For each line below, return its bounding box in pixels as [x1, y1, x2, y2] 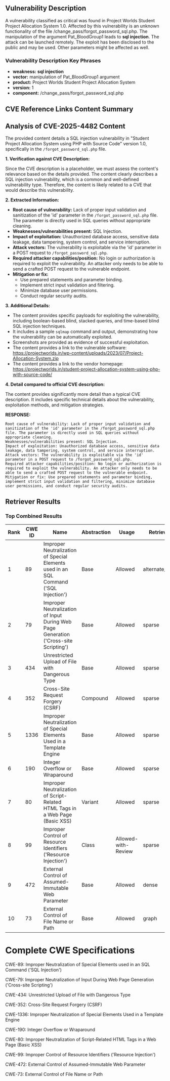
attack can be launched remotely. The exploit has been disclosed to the [5, 39, 154, 45]
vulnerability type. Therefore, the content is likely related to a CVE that [5, 182, 152, 188]
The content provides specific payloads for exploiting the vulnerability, [12, 312, 160, 318]
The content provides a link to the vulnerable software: [12, 345, 127, 351]
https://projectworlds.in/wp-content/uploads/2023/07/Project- [12, 350, 143, 356]
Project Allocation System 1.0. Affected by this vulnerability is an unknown [5, 23, 159, 29]
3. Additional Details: [5, 303, 51, 309]
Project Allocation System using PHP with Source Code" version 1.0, [5, 141, 147, 147]
